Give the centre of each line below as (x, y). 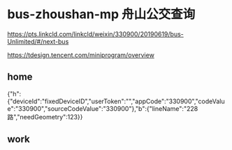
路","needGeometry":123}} (45, 117)
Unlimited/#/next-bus (38, 41)
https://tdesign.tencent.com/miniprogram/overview (81, 55)
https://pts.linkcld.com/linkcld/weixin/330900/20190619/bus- (95, 34)
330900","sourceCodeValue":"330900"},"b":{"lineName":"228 (108, 108)
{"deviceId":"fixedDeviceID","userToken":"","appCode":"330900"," (103, 101)
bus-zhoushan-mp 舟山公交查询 (101, 14)
